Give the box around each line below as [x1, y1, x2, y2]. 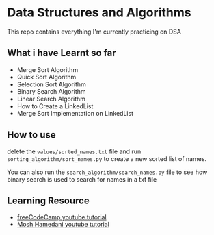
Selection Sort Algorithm [16, 80, 87, 88]
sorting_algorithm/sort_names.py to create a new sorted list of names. [7, 154, 207, 162]
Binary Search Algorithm [16, 87, 87, 95]
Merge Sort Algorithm [16, 65, 79, 73]
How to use [7, 129, 56, 141]
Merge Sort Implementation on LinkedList [16, 109, 134, 117]
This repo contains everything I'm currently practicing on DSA [7, 27, 181, 36]
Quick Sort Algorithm [16, 73, 77, 81]
